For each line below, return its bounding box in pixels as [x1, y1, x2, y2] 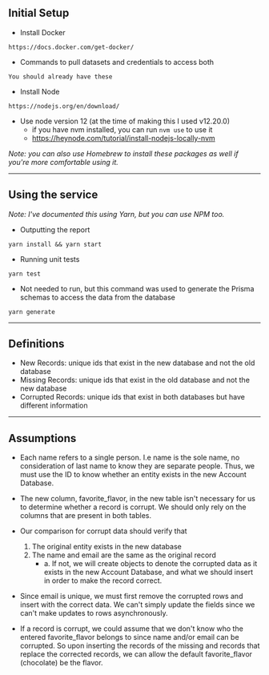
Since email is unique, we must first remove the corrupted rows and [19, 592, 243, 601]
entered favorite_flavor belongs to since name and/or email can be [19, 633, 239, 642]
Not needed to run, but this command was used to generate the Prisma [19, 283, 255, 293]
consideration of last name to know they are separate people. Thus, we [19, 461, 255, 471]
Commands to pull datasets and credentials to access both [19, 57, 215, 66]
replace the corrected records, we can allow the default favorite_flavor [19, 649, 253, 659]
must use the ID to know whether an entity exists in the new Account [19, 470, 247, 480]
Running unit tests [19, 254, 80, 263]
